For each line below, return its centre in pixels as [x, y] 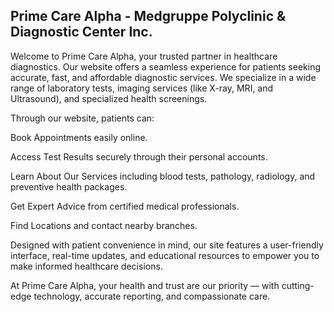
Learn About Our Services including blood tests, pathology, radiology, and [163, 176]
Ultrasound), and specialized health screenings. [109, 98]
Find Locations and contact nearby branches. [104, 225]
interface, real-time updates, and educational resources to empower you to [165, 255]
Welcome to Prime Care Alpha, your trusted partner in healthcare [144, 56]
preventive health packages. [69, 186]
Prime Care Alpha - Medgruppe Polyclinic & [148, 16]
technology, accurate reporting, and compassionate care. [152, 296]
